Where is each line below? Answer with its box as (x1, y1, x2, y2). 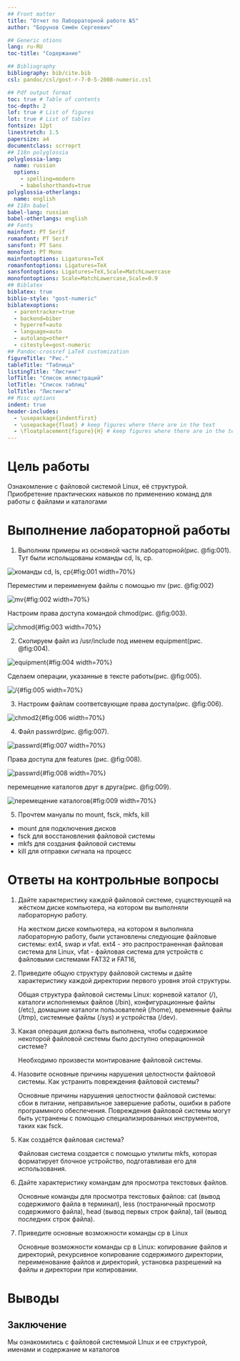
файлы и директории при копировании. (17, 1265, 138, 1274)
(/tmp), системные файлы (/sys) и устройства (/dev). (17, 1012, 178, 1022)
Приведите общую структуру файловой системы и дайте (17, 969, 193, 977)
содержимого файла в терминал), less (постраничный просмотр (17, 1200, 216, 1208)
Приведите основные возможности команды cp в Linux (17, 1228, 189, 1237)
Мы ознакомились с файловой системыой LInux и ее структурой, (7, 1337, 208, 1346)
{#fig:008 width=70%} (39, 769, 106, 777)
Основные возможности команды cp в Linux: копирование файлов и (17, 1242, 227, 1251)
